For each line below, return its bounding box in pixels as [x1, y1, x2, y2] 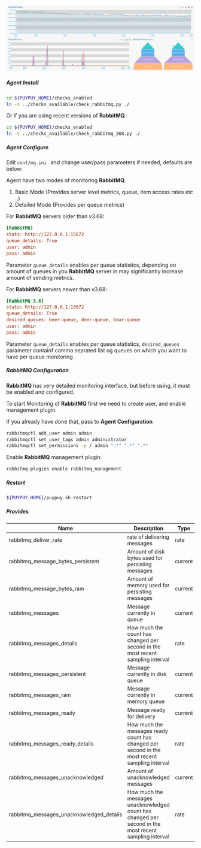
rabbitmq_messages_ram [8, 692, 71, 699]
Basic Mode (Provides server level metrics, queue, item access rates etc [14, 188, 193, 196]
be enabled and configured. [6, 388, 75, 396]
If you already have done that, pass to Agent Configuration [6, 418, 153, 425]
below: [6, 165, 23, 173]
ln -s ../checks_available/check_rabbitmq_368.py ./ [6, 131, 141, 137]
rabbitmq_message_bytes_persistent [8, 557, 100, 565]
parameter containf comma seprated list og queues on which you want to [6, 346, 187, 354]
